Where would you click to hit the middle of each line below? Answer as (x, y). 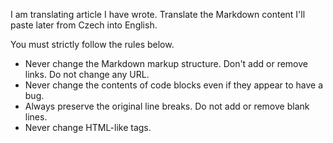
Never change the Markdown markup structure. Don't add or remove (166, 63)
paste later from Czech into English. (84, 25)
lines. (36, 117)
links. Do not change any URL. (87, 74)
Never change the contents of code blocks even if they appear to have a (174, 85)
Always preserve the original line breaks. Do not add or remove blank (167, 106)
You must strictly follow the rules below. (92, 44)
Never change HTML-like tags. (88, 127)
